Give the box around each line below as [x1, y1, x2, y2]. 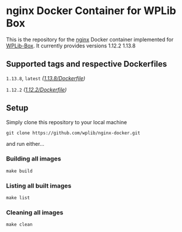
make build [6, 168, 33, 174]
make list [6, 195, 31, 201]
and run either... [6, 140, 45, 147]
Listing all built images [6, 182, 72, 190]
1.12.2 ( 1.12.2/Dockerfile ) [6, 86, 67, 93]
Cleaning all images [6, 209, 63, 217]
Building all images [6, 155, 62, 163]
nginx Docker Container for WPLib [6, 4, 176, 18]
